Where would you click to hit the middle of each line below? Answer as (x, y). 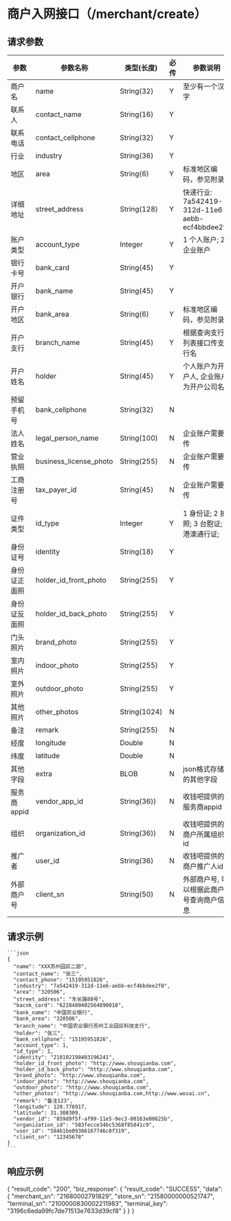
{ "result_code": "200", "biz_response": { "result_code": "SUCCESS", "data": (115, 1189)
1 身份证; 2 (200, 513)
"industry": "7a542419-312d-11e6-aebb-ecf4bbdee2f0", (92, 985)
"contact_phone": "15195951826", (61, 980)
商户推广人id (203, 866)
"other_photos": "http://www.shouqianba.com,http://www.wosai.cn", (112, 1093)
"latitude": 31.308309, (47, 1113)
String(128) (139, 209)
